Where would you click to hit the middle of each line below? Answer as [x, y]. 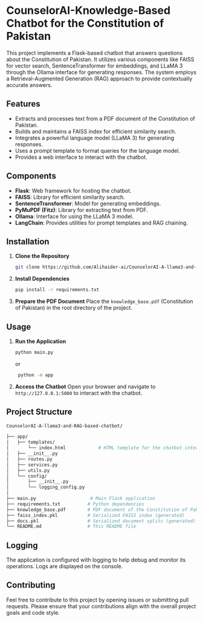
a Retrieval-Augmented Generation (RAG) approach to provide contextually [99, 79]
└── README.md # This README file [71, 527]
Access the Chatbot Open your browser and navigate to [85, 386]
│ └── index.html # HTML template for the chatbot [94, 448]
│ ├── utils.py [28, 470]
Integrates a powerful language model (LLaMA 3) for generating [95, 138]
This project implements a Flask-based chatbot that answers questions [95, 53]
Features [23, 104]
